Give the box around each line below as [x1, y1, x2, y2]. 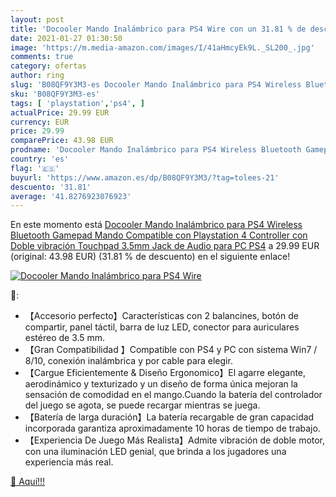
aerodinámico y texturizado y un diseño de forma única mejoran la [24, 378, 298, 390]
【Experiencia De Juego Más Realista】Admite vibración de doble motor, [24, 434, 326, 446]
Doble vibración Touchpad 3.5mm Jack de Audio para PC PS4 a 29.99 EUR [10, 240, 320, 252]
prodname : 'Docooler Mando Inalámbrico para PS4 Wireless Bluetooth [10, 145, 302, 155]
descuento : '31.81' [10, 182, 92, 192]
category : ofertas [10, 61, 87, 71]
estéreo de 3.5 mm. [24, 332, 106, 344]
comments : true [10, 52, 74, 62]
